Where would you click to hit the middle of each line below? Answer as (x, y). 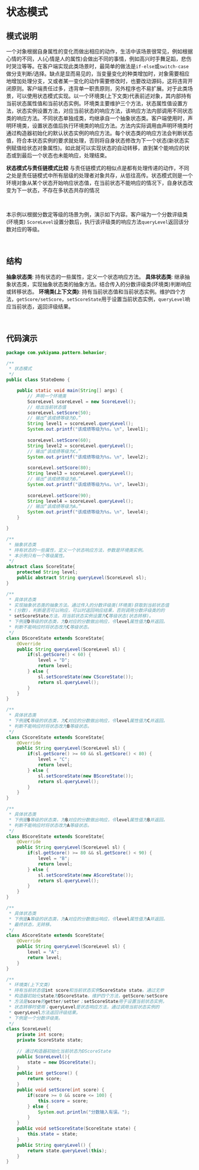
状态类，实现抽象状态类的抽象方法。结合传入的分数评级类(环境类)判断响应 (101, 284)
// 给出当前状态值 (47, 407)
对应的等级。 (27, 229)
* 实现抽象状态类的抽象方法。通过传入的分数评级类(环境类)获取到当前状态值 (89, 605)
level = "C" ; (54, 759)
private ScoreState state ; (50, 1040)
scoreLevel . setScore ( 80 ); (60, 468)
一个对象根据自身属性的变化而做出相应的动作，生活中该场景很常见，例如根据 (99, 51)
